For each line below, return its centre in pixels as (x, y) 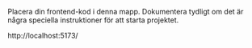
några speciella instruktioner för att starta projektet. (93, 20)
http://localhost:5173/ (43, 36)
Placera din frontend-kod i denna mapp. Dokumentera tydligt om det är (126, 12)
